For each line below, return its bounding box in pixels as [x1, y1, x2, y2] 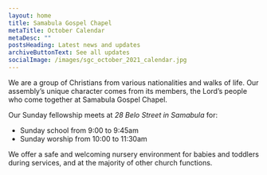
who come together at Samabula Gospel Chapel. [8, 95, 167, 104]
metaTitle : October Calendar [8, 26, 105, 34]
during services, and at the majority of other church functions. [8, 157, 213, 167]
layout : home [8, 11, 52, 20]
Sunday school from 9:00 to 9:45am [19, 125, 139, 135]
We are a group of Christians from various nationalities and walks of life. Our [8, 77, 259, 87]
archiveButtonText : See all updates [8, 49, 130, 56]
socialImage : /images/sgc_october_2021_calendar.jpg [8, 56, 187, 64]
